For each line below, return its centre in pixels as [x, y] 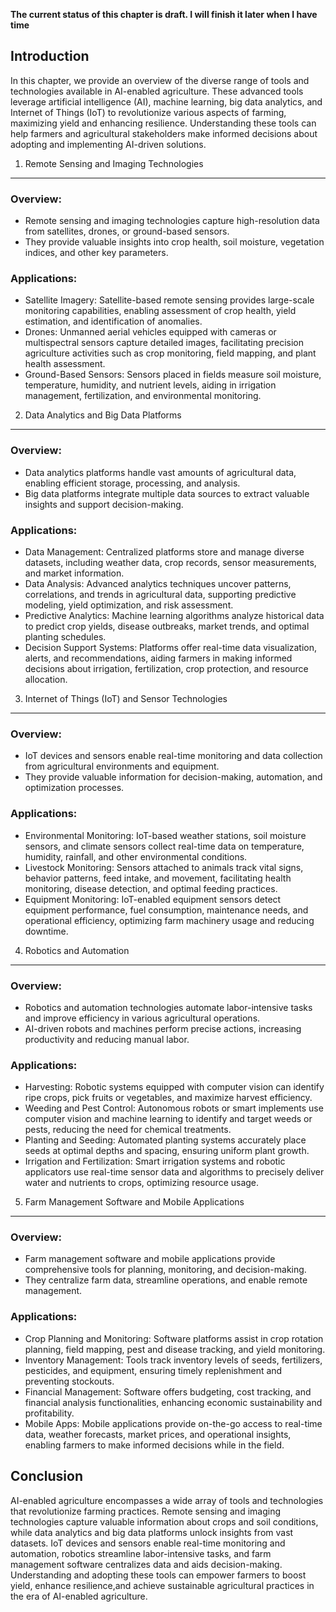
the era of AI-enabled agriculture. [79, 1596]
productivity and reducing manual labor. [107, 1039]
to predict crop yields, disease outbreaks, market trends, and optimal [167, 626]
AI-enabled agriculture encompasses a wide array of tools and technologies [167, 1500]
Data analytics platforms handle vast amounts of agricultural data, [160, 472]
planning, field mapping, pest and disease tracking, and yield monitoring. [175, 1349]
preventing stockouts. [69, 1381]
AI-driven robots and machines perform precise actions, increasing [163, 1028]
